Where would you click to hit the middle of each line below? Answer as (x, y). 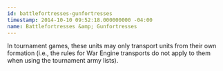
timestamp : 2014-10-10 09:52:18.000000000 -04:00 (80, 20)
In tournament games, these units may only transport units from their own (112, 46)
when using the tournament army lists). (63, 61)
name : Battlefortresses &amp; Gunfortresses (72, 26)
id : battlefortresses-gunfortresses (60, 13)
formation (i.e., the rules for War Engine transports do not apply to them (109, 53)
